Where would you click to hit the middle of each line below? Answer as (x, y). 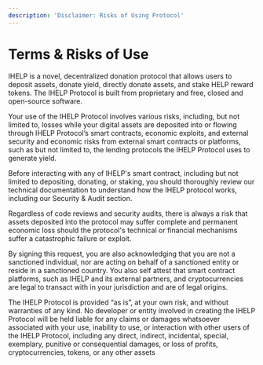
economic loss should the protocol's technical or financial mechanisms (123, 230)
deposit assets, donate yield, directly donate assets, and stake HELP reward (131, 84)
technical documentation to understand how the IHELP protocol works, (122, 190)
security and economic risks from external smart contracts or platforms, (124, 141)
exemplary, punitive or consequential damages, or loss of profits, (113, 344)
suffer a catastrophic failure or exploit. (70, 238)
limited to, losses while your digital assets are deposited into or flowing (122, 124)
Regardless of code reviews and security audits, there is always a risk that (128, 214)
